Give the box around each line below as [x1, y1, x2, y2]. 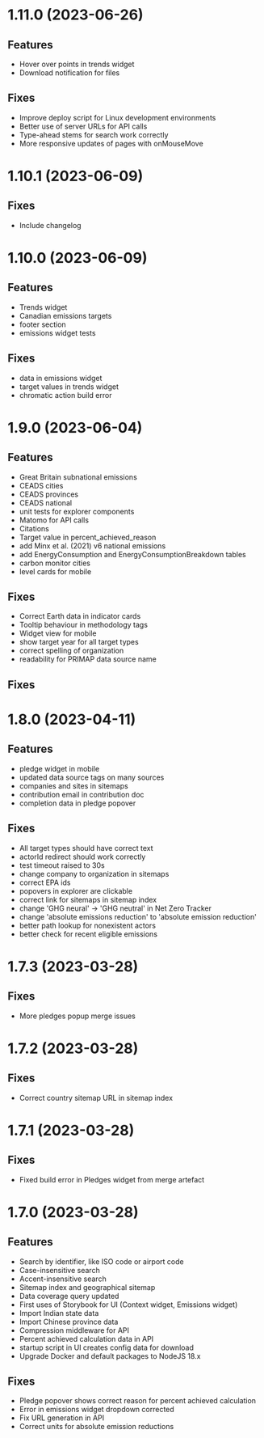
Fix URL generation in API [19, 1413, 105, 1423]
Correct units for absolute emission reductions [19, 1422, 174, 1432]
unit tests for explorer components [19, 506, 135, 516]
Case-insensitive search [19, 1265, 100, 1275]
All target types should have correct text [19, 843, 154, 852]
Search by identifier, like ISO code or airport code [19, 1256, 184, 1267]
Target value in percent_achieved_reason [19, 532, 157, 542]
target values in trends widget [19, 382, 119, 391]
